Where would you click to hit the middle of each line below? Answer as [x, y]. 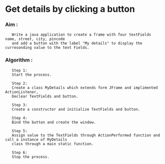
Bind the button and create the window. [54, 122]
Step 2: [20, 83]
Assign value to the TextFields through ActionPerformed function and [86, 135]
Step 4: [20, 118]
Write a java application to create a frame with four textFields [82, 35]
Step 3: [20, 105]
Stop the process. [31, 157]
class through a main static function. [53, 144]
